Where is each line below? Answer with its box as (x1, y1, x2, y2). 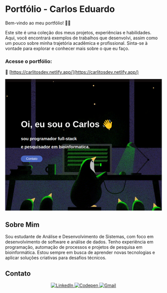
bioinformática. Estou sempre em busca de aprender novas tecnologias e (5, 250, 155, 256)
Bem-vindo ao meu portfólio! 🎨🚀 (5, 20, 71, 26)
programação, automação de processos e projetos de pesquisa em (5, 244, 143, 250)
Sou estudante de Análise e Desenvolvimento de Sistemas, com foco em (5, 234, 154, 240)
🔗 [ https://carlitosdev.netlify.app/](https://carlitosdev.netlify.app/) (5, 69, 139, 75)
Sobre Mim (5, 220, 40, 229)
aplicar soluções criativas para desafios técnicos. (5, 255, 107, 261)
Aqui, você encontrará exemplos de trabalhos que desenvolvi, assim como (5, 35, 158, 41)
